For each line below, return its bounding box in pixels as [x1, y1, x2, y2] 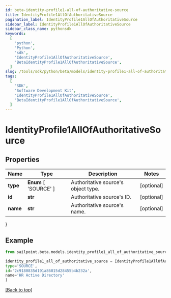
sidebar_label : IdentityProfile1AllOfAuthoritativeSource [5, 21, 131, 27]
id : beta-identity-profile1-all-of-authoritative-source [5, 7, 129, 13]
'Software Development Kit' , [14, 88, 76, 93]
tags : [5, 74, 17, 79]
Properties [5, 155, 40, 164]
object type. [71, 185, 100, 193]
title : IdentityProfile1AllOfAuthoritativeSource [5, 12, 113, 17]
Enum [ [27, 179, 45, 186]
